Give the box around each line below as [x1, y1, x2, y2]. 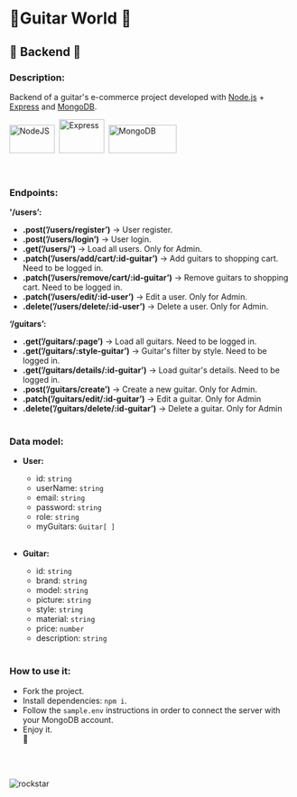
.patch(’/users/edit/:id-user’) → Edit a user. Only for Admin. [22, 292, 248, 302]
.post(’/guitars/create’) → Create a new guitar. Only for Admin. [22, 384, 257, 395]
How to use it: [9, 665, 71, 678]
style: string [35, 604, 84, 615]
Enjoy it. [22, 724, 52, 735]
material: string [35, 614, 96, 625]
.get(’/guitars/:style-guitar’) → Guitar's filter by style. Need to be [22, 346, 268, 357]
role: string [35, 512, 79, 523]
